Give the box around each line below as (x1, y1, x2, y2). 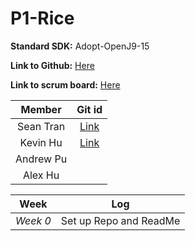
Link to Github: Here (10, 59, 95, 71)
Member (20, 102, 62, 116)
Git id (76, 102, 103, 116)
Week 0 (15, 213, 52, 227)
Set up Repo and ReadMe (60, 213, 181, 227)
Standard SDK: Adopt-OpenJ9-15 (10, 40, 150, 52)
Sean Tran (16, 119, 66, 133)
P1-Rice (10, 7, 75, 30)
